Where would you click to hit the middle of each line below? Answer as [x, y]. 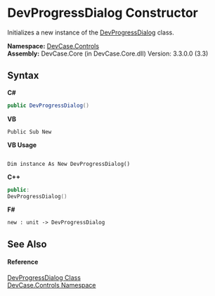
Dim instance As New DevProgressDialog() [69, 164]
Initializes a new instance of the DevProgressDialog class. [91, 32]
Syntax [23, 76]
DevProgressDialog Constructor [103, 13]
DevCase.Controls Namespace [52, 285]
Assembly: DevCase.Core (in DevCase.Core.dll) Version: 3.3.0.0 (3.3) [108, 53]
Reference [23, 262]
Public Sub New [30, 131]
